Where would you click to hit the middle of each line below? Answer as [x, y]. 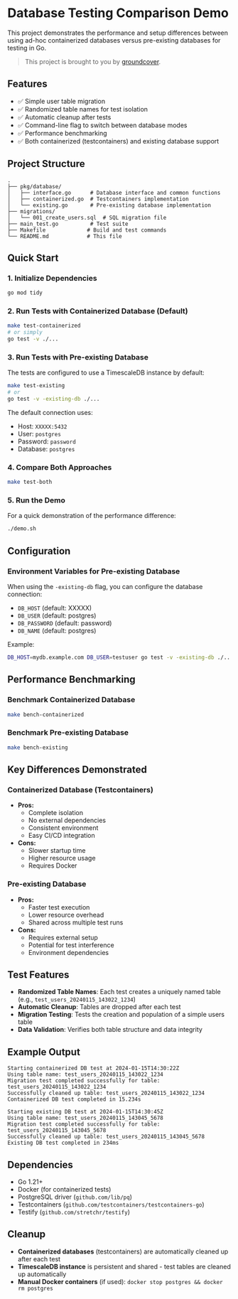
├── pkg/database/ [34, 186]
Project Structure [46, 164]
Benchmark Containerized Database [71, 700]
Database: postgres [46, 448]
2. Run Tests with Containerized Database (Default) [98, 311]
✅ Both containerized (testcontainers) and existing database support [118, 141]
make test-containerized [44, 326]
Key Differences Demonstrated [77, 770]
